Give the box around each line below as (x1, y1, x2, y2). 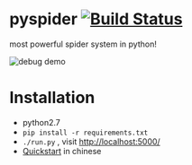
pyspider (9, 9, 78, 30)
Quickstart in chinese (22, 145, 102, 156)
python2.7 (22, 117, 60, 127)
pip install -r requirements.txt (22, 128, 149, 137)
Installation (9, 88, 96, 108)
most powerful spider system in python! (9, 39, 158, 49)
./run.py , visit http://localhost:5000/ (22, 135, 160, 147)
